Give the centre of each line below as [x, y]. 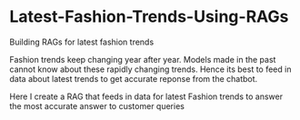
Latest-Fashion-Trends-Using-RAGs [149, 17]
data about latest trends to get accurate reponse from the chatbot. [134, 78]
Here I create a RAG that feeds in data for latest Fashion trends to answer [146, 96]
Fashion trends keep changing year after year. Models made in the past [143, 59]
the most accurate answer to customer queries [97, 105]
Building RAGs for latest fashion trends [82, 42]
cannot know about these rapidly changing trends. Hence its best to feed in [150, 69]
